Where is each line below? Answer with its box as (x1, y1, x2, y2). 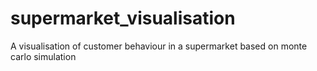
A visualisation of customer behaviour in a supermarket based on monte (10, 40, 308, 52)
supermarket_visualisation (10, 7, 236, 30)
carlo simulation (10, 50, 77, 62)
